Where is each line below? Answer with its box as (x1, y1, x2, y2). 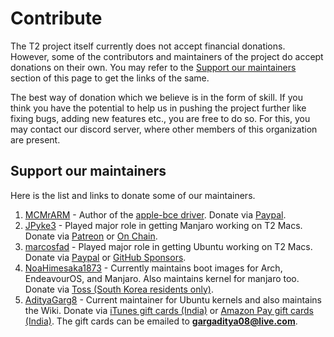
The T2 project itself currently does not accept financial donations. (10, 40, 286, 52)
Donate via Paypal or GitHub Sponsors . (24, 251, 187, 263)
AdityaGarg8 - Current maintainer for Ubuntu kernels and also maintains (24, 293, 323, 306)
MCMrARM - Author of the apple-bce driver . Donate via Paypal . (24, 208, 287, 221)
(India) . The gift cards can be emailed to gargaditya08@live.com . (24, 315, 298, 327)
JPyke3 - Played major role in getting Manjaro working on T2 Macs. (24, 219, 303, 231)
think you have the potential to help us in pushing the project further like (10, 102, 307, 114)
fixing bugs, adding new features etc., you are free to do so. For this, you (10, 112, 311, 124)
